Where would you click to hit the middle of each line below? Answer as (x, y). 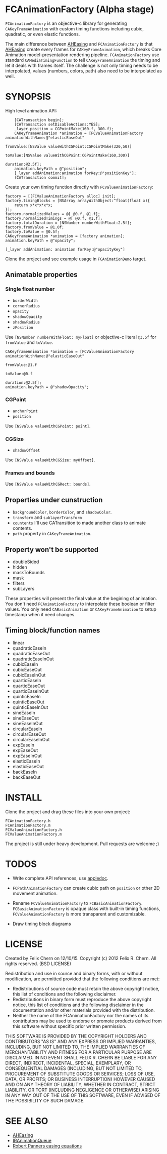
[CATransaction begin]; (39, 120)
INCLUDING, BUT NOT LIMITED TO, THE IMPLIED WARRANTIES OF (75, 1047)
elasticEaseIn (26, 761)
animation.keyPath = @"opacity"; (40, 241)
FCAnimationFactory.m (28, 825)
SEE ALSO (27, 1121)
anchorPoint (25, 411)
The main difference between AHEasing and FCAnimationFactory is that (79, 44)
